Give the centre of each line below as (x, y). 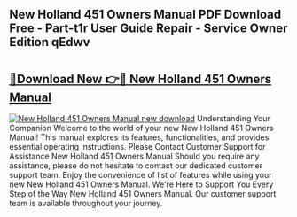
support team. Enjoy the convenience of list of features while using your (141, 175)
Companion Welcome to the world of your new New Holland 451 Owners (141, 128)
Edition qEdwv (50, 42)
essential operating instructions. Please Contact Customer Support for (137, 147)
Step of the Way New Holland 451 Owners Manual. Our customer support (143, 194)
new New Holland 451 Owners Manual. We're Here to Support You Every (141, 184)
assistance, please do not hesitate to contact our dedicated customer (136, 166)
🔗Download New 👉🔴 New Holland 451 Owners (141, 79)
